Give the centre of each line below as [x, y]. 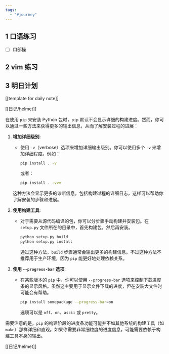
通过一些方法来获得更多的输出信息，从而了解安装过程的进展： [74, 126]
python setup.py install [46, 242]
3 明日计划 [22, 86]
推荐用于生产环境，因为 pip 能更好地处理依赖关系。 [74, 258]
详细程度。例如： [43, 153]
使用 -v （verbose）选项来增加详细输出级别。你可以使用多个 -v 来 [88, 147]
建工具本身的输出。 [25, 336]
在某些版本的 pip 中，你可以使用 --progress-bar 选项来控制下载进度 [91, 280]
